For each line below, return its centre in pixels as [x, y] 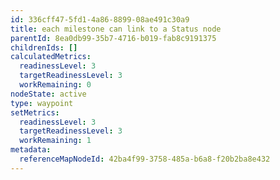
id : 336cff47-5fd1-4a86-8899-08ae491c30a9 [100, 19]
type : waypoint [42, 103]
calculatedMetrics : [51, 57]
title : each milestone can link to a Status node [116, 29]
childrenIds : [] [44, 47]
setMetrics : [35, 112]
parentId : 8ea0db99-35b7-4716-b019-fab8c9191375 [113, 38]
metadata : [31, 150]
